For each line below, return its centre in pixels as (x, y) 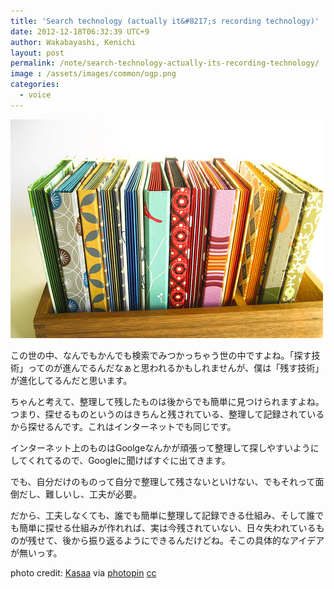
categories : (35, 85)
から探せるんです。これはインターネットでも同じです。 (123, 426)
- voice (35, 95)
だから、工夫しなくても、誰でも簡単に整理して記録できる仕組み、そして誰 (163, 515)
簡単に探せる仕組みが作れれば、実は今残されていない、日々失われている (167, 527)
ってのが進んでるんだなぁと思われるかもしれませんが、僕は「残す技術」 (176, 367)
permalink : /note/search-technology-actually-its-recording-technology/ (165, 63)
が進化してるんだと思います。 (71, 380)
